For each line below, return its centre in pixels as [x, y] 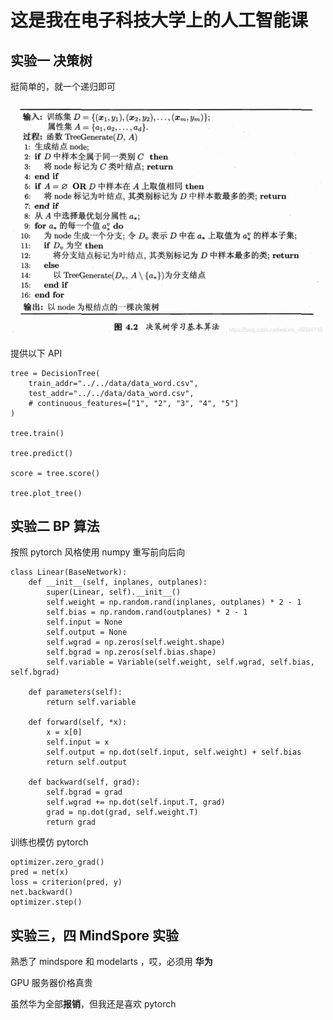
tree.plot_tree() [46, 493]
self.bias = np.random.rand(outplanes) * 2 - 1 [147, 612]
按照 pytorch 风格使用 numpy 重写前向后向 [98, 552]
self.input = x [78, 742]
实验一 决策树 [51, 60]
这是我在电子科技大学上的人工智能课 [159, 20]
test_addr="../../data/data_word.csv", [111, 393]
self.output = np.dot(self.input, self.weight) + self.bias [174, 752]
